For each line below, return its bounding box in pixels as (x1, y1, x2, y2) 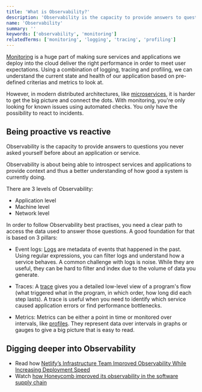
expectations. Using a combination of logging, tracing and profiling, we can (6, 66, 192, 73)
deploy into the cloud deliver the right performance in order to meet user (6, 59, 186, 67)
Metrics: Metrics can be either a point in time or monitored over (14, 313, 173, 321)
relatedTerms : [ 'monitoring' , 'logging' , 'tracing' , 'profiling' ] (6, 37, 176, 43)
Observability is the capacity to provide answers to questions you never (6, 142, 185, 150)
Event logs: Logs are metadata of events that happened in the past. (14, 246, 182, 253)
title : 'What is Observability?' (6, 8, 90, 15)
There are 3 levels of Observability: (6, 185, 93, 192)
